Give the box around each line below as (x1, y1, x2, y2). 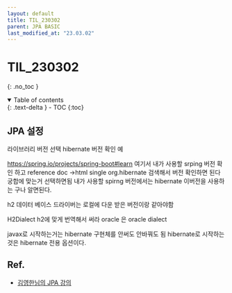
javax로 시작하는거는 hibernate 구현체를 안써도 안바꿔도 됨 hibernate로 (7, 230, 201, 238)
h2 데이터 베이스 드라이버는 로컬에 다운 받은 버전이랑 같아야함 (7, 201, 174, 208)
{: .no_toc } (7, 83, 39, 91)
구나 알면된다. (14, 185, 52, 194)
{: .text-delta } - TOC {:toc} (7, 103, 85, 112)
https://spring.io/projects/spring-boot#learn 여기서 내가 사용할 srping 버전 (7, 160, 215, 167)
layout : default (7, 10, 54, 17)
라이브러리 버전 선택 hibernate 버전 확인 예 (7, 145, 124, 153)
